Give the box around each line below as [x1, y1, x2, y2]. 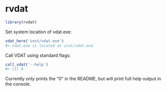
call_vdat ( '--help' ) [5, 62, 49, 67]
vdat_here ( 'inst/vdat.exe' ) [5, 38, 64, 43]
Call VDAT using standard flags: [5, 52, 71, 58]
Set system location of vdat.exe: [5, 29, 72, 35]
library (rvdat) [5, 20, 37, 25]
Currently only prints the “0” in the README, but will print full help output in [5, 76, 161, 82]
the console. [5, 81, 31, 87]
